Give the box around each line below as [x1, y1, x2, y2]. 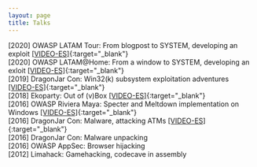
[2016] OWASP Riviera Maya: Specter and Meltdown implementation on [8, 99, 240, 109]
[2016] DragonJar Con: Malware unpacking [8, 132, 148, 142]
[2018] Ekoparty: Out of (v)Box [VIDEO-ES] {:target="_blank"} [8, 91, 206, 100]
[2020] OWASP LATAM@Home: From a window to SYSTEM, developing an [8, 57, 250, 67]
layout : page [8, 11, 51, 20]
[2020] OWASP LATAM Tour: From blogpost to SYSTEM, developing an [8, 40, 238, 50]
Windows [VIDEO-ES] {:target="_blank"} [8, 107, 138, 117]
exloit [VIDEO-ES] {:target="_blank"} [8, 65, 124, 75]
